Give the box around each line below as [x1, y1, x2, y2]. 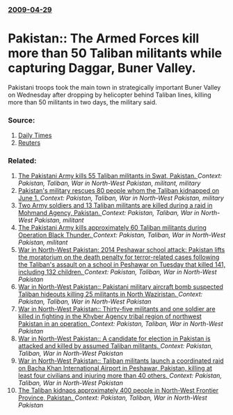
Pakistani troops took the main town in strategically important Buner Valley [8, 83, 221, 91]
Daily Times [17, 131, 52, 140]
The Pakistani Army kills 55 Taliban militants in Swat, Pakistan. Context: [17, 172, 222, 180]
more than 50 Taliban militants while [8, 45, 222, 61]
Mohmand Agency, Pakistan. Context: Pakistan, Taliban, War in [17, 209, 200, 217]
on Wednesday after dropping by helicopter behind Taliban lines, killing [8, 91, 211, 99]
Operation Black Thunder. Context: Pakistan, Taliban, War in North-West [17, 231, 226, 240]
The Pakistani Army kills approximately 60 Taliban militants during [17, 224, 207, 232]
